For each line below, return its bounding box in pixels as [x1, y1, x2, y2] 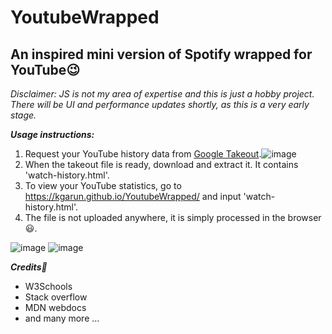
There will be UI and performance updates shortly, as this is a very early [10, 99, 310, 110]
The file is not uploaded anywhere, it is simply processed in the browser [24, 212, 322, 223]
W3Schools [24, 281, 73, 292]
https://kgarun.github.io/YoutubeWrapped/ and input [24, 191, 242, 202]
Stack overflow [24, 291, 88, 303]
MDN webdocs [24, 302, 87, 313]
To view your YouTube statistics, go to [24, 180, 182, 191]
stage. [10, 109, 37, 121]
